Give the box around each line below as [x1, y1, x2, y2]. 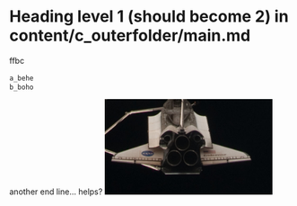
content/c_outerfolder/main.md [9, 25, 251, 46]
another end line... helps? [9, 186, 103, 197]
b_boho [9, 83, 34, 92]
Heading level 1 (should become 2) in [9, 6, 289, 27]
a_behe [9, 74, 34, 83]
